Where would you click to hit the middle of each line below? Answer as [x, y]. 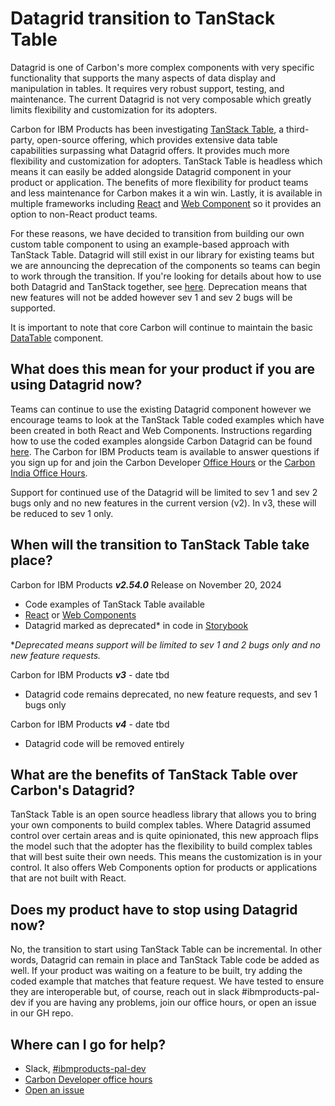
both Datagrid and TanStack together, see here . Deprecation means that [159, 286]
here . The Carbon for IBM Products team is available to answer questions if [165, 451]
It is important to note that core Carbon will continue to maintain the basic [161, 327]
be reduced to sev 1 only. [62, 513]
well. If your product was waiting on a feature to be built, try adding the [156, 971]
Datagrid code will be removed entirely [104, 743]
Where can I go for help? [88, 1044]
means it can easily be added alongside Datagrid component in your [151, 171]
